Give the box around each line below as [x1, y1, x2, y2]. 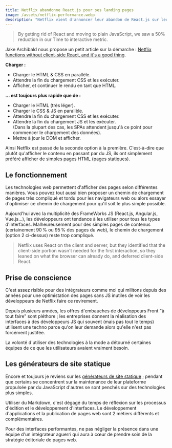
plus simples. [5, 390, 33, 396]
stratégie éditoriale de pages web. [5, 436, 78, 443]
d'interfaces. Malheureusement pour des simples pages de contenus [5, 221, 151, 228]
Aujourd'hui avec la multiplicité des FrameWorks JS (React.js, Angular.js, [5, 210, 158, 217]
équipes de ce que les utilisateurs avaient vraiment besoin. [5, 345, 130, 351]
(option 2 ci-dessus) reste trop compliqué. [5, 232, 95, 239]
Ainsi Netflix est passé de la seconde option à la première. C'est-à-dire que [5, 145, 164, 151]
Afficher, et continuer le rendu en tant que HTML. [12, 82, 117, 89]
